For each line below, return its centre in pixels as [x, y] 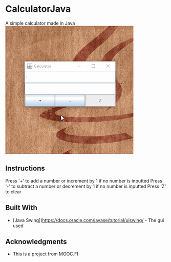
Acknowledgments [36, 241]
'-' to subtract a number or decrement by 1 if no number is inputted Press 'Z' [86, 186]
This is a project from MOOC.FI [45, 254]
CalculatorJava [38, 9]
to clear [13, 192]
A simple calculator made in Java [40, 23]
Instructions [25, 168]
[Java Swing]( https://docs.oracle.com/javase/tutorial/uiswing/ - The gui [88, 220]
